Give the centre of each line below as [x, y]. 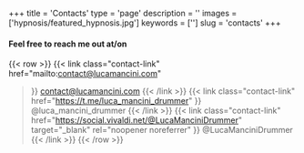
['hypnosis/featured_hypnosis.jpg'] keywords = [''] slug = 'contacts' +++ [145, 23]
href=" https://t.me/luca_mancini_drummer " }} [116, 101]
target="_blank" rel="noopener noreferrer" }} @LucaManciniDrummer [162, 130]
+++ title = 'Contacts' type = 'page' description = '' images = [123, 13]
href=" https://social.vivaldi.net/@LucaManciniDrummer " [137, 120]
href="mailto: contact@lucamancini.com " [85, 74]
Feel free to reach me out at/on [68, 44]
